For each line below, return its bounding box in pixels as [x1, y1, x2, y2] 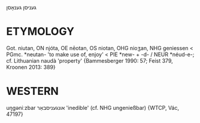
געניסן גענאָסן [6, 4, 37, 11]
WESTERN [6, 85, 59, 98]
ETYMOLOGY [6, 25, 75, 38]
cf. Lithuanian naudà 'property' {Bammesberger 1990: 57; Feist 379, [6, 57, 173, 64]
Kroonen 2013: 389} [6, 63, 56, 70]
